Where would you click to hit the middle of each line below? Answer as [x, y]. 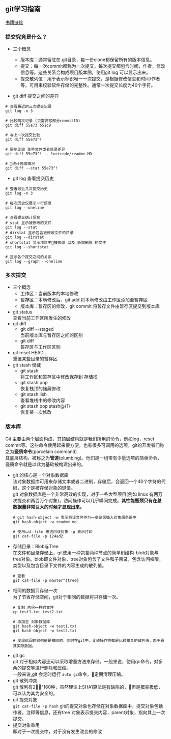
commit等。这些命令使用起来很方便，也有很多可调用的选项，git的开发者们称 [85, 445]
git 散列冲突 [25, 680]
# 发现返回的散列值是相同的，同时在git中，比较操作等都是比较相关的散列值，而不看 [88, 640]
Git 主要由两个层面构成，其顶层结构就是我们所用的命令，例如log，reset [80, 439]
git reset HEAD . [30, 353]
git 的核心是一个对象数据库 [40, 475]
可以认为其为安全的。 [35, 693]
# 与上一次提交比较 [23, 135]
